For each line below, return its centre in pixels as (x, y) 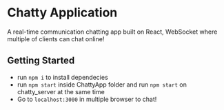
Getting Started (41, 61)
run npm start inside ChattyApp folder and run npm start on (102, 85)
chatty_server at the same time (61, 91)
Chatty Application (62, 13)
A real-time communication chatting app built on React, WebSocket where (112, 32)
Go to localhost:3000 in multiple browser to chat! (87, 99)
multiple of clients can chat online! (56, 38)
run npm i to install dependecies (62, 77)
